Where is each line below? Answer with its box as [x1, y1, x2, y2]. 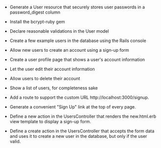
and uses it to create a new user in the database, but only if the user [9, 133, 147, 139]
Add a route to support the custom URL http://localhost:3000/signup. [9, 95, 149, 100]
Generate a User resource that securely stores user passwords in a [9, 4, 145, 10]
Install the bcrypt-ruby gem [9, 19, 65, 24]
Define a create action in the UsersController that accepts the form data [9, 128, 155, 134]
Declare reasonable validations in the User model [9, 28, 109, 34]
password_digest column [9, 9, 60, 15]
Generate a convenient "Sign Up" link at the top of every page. [9, 104, 136, 109]
